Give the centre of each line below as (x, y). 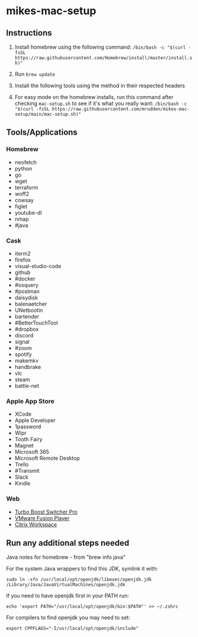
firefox (23, 260)
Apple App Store (30, 401)
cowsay (24, 200)
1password (28, 427)
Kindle (22, 483)
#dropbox (27, 329)
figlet (21, 206)
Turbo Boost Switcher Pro (46, 512)
